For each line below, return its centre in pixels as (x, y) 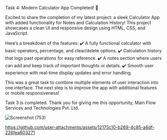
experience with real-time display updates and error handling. (69, 73)
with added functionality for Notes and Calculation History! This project (78, 23)
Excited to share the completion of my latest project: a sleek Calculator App (83, 17)
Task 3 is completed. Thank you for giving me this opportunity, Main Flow (81, 103)
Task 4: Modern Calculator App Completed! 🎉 (52, 8)
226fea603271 (20, 133)
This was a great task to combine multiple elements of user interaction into (82, 82)
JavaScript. (17, 33)
